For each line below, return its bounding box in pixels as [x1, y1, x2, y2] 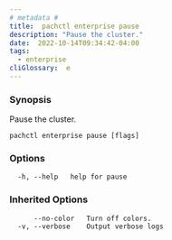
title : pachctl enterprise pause [9, 22, 140, 31]
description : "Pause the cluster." [9, 30, 144, 39]
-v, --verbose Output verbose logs [17, 222, 165, 231]
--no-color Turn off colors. [33, 214, 152, 223]
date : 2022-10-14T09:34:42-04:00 [9, 38, 140, 48]
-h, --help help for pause [17, 172, 128, 181]
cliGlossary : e [9, 64, 71, 73]
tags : [9, 47, 30, 56]
